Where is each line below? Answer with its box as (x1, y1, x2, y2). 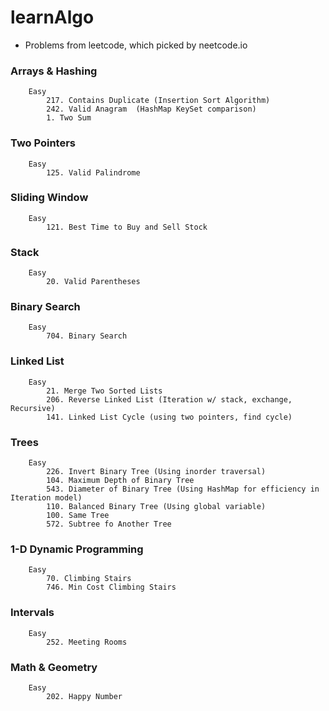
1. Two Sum (46, 113, 92, 123)
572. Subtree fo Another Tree (46, 519, 172, 530)
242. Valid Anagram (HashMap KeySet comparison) (46, 104, 257, 115)
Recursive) (10, 403, 56, 413)
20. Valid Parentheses (46, 277, 141, 287)
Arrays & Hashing (10, 64, 98, 78)
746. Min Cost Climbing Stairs (46, 582, 177, 593)
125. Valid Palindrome (46, 167, 141, 178)
